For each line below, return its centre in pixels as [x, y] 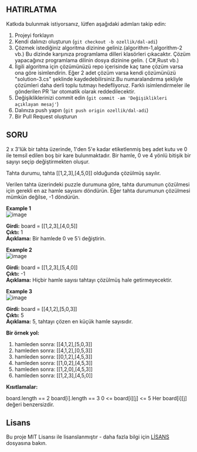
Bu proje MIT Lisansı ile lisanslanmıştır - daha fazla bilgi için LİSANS [88, 437]
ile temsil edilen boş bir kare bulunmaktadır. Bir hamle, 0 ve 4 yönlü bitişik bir [98, 155]
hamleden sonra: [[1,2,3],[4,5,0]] [53, 375]
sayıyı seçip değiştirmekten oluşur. [48, 162]
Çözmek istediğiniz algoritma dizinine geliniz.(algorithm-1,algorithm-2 [98, 48]
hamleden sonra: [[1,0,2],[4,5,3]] [53, 363]
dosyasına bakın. [26, 443]
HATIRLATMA [32, 10]
